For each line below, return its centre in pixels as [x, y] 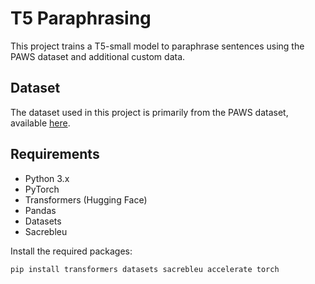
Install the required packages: [71, 251]
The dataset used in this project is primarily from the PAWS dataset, [149, 112]
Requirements [55, 154]
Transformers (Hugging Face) [86, 199]
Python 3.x [47, 178]
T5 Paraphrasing [81, 18]
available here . [40, 123]
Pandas [40, 210]
